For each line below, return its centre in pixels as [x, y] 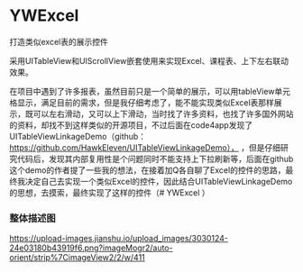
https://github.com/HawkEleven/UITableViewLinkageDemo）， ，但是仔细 [145, 147]
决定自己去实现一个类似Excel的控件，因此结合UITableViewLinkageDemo [159, 181]
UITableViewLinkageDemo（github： [78, 136]
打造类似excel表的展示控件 [59, 41]
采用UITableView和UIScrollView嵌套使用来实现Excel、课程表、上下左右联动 [149, 60]
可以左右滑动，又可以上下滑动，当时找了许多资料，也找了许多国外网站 [163, 113]
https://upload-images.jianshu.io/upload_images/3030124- [119, 239]
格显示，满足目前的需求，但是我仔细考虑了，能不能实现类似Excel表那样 [142, 102]
